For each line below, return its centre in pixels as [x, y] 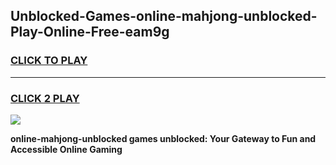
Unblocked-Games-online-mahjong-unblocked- [164, 16]
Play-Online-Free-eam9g [90, 32]
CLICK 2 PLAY [45, 98]
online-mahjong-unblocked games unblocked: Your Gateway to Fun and [163, 138]
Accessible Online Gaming [66, 149]
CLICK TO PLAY [49, 61]
